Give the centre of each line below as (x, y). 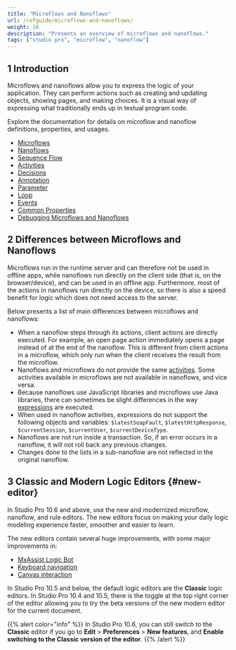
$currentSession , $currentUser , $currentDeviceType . (93, 430)
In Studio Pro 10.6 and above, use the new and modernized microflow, (108, 510)
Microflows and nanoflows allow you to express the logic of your (101, 85)
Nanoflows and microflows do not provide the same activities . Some (116, 370)
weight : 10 (23, 27)
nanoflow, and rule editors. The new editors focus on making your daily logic (118, 517)
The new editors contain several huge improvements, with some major (109, 538)
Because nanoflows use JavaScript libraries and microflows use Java (118, 392)
